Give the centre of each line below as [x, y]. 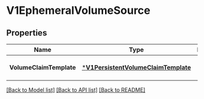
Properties [27, 33]
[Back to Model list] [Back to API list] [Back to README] [76, 90]
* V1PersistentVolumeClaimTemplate [136, 67]
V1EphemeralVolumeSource [78, 11]
